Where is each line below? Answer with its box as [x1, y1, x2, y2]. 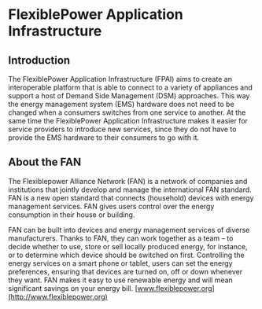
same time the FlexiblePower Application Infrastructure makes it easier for [8, 116, 248, 125]
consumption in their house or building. [8, 210, 135, 219]
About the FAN [8, 156, 81, 169]
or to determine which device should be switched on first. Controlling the [8, 250, 245, 259]
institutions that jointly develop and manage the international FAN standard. [8, 185, 252, 194]
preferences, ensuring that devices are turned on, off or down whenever [8, 267, 242, 276]
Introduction [8, 53, 71, 67]
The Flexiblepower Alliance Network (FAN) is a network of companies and [8, 176, 248, 186]
